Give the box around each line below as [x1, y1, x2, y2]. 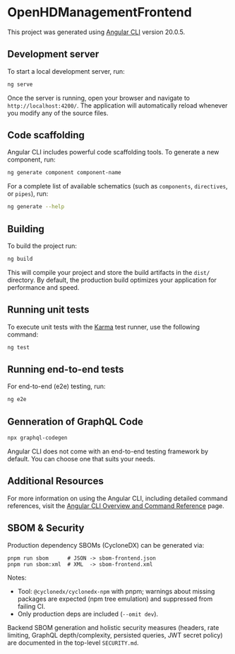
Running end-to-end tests [7, 363, 124, 376]
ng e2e [7, 396, 27, 403]
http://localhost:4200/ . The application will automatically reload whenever [7, 101, 228, 110]
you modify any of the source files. [7, 108, 109, 117]
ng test [7, 344, 30, 351]
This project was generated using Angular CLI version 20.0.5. [7, 28, 186, 36]
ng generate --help [7, 203, 65, 210]
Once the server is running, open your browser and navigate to [7, 94, 191, 102]
